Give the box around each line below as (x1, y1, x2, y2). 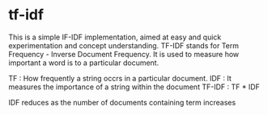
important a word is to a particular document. (8, 58, 160, 68)
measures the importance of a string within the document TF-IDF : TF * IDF (8, 82, 261, 92)
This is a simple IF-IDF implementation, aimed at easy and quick (8, 32, 222, 42)
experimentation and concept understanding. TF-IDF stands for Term (8, 40, 239, 50)
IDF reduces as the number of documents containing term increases (8, 97, 236, 107)
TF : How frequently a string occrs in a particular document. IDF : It (8, 73, 232, 83)
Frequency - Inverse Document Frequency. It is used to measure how (8, 49, 240, 59)
